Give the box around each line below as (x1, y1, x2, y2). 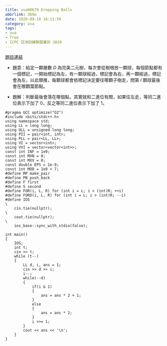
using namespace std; (5, 118, 50, 123)
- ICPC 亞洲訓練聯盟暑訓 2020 (5, 40, 62, 45)
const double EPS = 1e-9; (5, 162, 59, 167)
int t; (14, 245, 28, 250)
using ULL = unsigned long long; (5, 127, 75, 132)
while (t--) (14, 253, 39, 259)
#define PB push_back (5, 175, 50, 180)
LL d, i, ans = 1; (23, 262, 61, 267)
